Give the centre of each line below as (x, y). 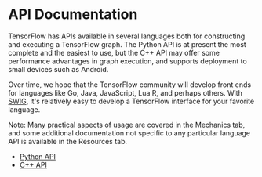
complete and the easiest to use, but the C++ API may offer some (114, 52)
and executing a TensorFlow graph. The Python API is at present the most (127, 44)
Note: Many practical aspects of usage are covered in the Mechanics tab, (127, 125)
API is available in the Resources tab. (68, 141)
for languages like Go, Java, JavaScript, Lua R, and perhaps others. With (126, 92)
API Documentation (73, 14)
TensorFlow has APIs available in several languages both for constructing (127, 36)
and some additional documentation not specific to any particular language (129, 133)
